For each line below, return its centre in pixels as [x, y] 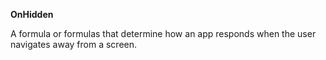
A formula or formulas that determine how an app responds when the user [163, 33]
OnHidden [32, 14]
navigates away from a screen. [74, 44]
